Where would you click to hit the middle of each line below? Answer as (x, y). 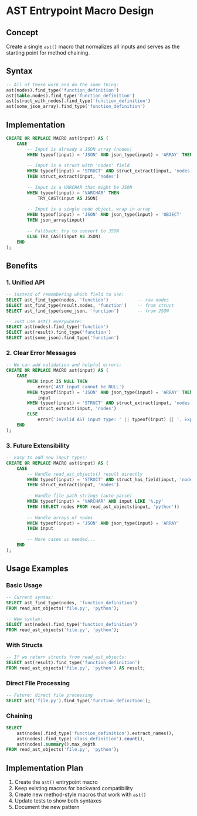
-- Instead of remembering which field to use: (65, 294)
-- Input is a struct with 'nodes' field (79, 165)
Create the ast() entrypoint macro (56, 782)
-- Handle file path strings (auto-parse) (80, 496)
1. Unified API (26, 282)
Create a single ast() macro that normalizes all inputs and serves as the (93, 46)
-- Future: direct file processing (50, 695)
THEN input (40, 529)
